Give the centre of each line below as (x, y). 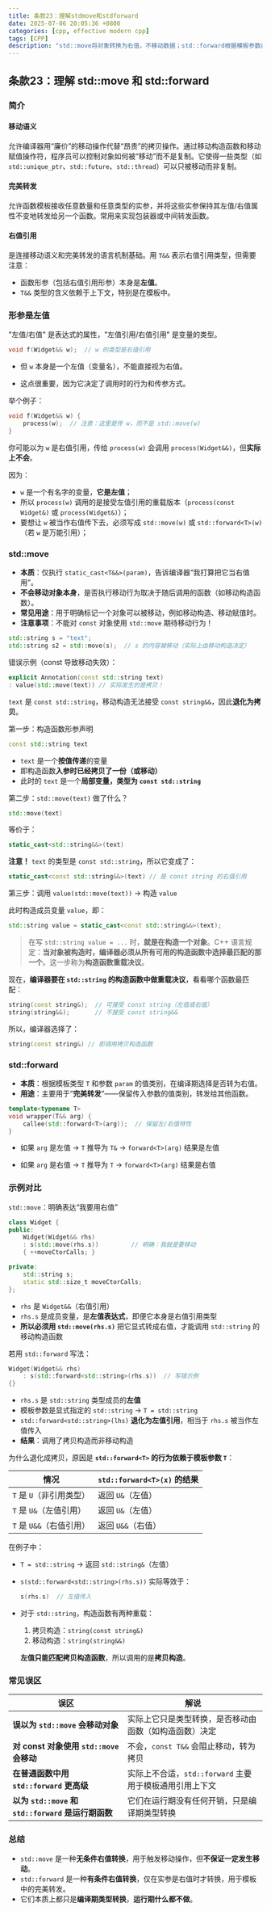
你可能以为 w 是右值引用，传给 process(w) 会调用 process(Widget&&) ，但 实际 (135, 447)
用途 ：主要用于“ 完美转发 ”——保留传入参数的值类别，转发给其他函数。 (136, 1093)
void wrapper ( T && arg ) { (50, 1116)
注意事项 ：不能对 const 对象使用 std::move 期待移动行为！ (117, 623)
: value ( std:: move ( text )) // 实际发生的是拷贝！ (86, 685)
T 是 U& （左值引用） (49, 1510)
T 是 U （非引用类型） (51, 1496)
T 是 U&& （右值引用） (51, 1526)
